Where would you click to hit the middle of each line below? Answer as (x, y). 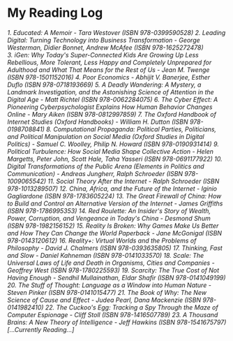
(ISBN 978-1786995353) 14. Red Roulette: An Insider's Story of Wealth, (109, 210)
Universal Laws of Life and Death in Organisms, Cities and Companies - (111, 263)
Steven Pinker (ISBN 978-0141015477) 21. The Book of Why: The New (107, 292)
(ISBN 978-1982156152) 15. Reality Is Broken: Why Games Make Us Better (113, 226)
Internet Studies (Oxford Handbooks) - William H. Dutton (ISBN (98, 122)
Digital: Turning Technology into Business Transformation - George (104, 40)
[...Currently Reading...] (41, 329)
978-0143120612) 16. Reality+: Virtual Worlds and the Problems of (102, 240)
